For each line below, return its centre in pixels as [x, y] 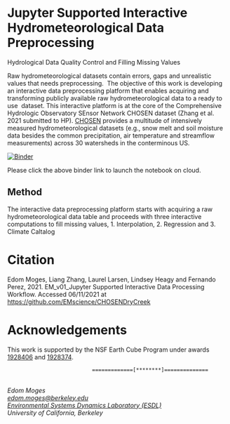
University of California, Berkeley [55, 413]
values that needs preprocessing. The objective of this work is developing [115, 83]
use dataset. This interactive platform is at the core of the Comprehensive [115, 105]
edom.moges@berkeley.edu [48, 397]
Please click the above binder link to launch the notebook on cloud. [104, 170]
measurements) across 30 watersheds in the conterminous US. [99, 143]
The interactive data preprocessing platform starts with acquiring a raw [110, 209]
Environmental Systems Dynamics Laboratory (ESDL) [84, 405]
